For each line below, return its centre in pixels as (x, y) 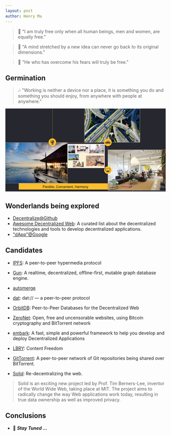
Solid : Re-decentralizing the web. (48, 373)
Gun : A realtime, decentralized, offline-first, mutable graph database (84, 273)
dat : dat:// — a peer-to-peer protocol (51, 298)
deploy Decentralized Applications (49, 338)
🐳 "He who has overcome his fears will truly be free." (73, 62)
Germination (25, 78)
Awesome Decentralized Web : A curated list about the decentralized (84, 224)
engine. (21, 278)
